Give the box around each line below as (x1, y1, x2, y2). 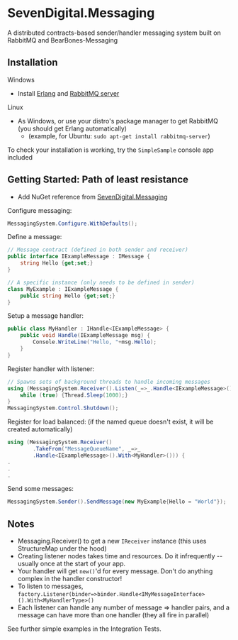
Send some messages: (7, 485, 74, 493)
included (7, 153, 33, 161)
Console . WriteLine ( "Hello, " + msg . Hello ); (33, 338, 157, 346)
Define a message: (7, 233, 62, 241)
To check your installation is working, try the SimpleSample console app (7, 145, 214, 154)
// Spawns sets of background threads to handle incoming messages (7, 378, 211, 385)
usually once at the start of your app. (17, 559, 126, 568)
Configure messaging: (7, 206, 72, 214)
